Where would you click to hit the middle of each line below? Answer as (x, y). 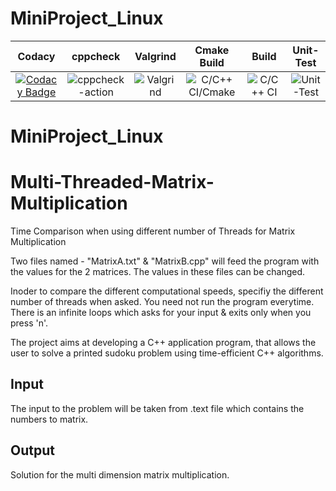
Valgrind (155, 56)
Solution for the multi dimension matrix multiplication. (120, 474)
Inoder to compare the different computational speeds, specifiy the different (167, 291)
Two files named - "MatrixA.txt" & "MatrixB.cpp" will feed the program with (165, 261)
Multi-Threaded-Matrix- (112, 182)
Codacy (36, 56)
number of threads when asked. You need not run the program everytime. (162, 302)
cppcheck (96, 56)
